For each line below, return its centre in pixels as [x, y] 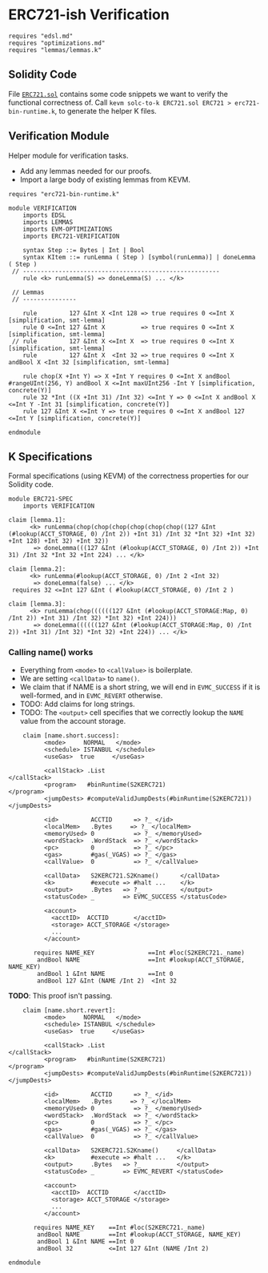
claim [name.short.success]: [71, 735]
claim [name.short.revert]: [69, 1010]
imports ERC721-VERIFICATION [71, 236]
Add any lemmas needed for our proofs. [86, 171]
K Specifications [50, 457]
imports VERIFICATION [58, 506]
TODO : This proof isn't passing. [60, 995]
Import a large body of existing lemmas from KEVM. [105, 179]
